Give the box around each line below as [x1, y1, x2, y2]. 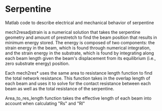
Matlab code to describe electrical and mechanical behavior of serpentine [5, 20, 154, 26]
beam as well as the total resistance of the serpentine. [5, 85, 115, 91]
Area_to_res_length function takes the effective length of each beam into [5, 95, 152, 101]
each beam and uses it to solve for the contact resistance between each [5, 80, 151, 86]
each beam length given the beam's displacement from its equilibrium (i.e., [5, 55, 156, 61]
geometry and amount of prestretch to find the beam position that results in [5, 34, 158, 40]
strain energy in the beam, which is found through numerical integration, [5, 45, 151, 51]
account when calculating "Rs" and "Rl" [5, 100, 85, 106]
